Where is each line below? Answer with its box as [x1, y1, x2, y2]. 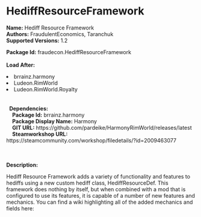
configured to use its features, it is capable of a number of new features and [6, 192, 196, 199]
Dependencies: [8, 105, 48, 112]
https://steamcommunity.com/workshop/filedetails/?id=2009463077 [6, 136, 176, 144]
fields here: [6, 204, 34, 212]
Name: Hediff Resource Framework [6, 24, 94, 31]
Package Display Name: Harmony [11, 117, 97, 124]
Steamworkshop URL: [11, 130, 68, 138]
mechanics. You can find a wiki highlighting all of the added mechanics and [6, 198, 193, 206]
